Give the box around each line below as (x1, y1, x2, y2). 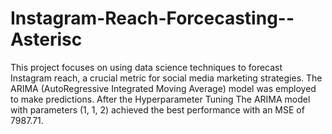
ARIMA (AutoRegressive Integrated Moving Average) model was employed (10, 82, 317, 94)
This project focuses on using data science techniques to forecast (10, 61, 283, 73)
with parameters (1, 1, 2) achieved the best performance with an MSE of (10, 103, 305, 116)
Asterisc (10, 28, 83, 51)
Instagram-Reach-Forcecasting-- (10, 7, 295, 30)
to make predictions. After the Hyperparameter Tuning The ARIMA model (10, 93, 311, 105)
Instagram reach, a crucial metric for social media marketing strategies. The (10, 72, 323, 84)
